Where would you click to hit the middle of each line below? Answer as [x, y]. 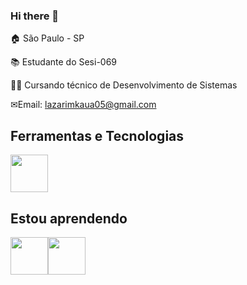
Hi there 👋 [35, 16]
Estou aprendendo [69, 218]
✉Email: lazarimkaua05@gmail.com [83, 105]
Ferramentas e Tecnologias [97, 135]
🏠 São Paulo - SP [47, 38]
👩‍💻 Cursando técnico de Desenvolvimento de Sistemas [124, 85]
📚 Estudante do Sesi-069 [64, 62]
